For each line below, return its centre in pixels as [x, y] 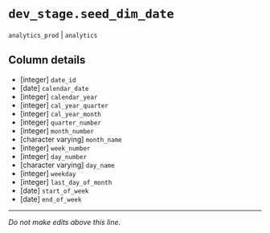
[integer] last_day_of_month [66, 182]
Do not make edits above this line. [65, 222]
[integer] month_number [57, 130]
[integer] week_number [55, 148]
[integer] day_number [53, 156]
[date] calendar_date [54, 88]
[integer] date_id [48, 80]
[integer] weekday [48, 173]
